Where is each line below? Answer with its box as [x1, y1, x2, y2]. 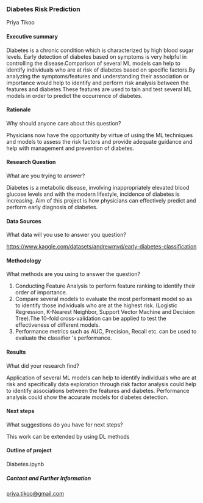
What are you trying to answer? [6, 172, 85, 179]
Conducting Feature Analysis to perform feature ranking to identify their [15, 282, 196, 289]
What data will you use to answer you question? [6, 231, 127, 239]
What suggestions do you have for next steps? [6, 421, 123, 428]
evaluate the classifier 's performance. [15, 334, 112, 341]
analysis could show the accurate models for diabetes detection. [6, 393, 169, 401]
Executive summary [6, 32, 58, 40]
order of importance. [15, 289, 68, 296]
